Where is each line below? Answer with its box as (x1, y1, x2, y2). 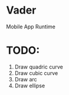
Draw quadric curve (14, 63, 63, 70)
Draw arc (14, 76, 37, 83)
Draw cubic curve (14, 69, 58, 77)
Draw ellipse (14, 82, 45, 89)
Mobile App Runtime (6, 23, 56, 30)
